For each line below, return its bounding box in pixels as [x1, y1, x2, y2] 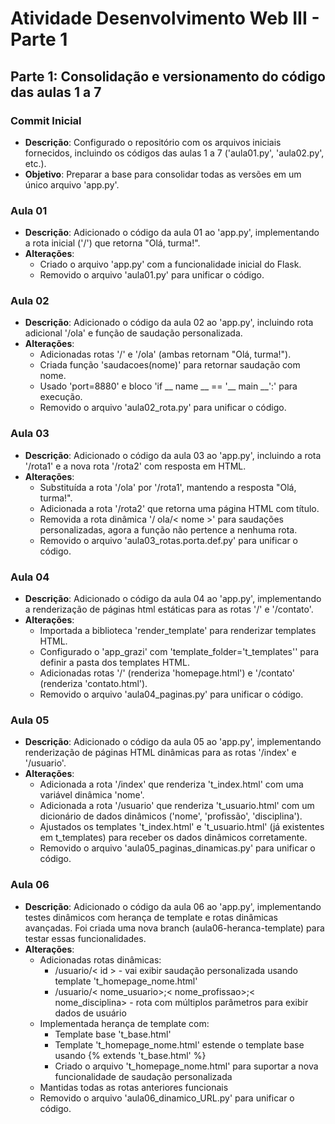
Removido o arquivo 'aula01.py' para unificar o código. [39, 269, 265, 281]
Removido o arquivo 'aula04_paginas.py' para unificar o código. [39, 688, 304, 701]
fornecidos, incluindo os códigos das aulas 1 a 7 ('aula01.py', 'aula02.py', [24, 147, 325, 159]
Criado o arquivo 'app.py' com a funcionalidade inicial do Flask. [39, 258, 302, 271]
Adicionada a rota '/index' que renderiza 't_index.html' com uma [39, 778, 304, 791]
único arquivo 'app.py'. [24, 178, 120, 191]
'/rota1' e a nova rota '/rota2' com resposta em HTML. [24, 460, 247, 472]
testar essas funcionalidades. [24, 932, 147, 944]
